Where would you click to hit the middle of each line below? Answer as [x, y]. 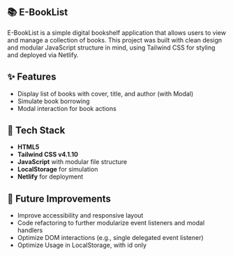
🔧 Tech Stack [36, 131]
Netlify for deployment [50, 176]
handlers [30, 230]
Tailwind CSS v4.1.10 [48, 155]
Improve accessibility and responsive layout [80, 216]
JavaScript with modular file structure [72, 162]
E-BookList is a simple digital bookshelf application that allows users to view [117, 32]
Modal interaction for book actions [67, 108]
